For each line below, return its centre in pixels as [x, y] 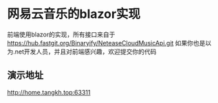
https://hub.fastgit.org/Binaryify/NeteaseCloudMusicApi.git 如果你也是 [106, 43]
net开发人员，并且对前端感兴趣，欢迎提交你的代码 [86, 51]
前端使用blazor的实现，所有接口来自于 [61, 34]
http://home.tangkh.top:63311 [49, 92]
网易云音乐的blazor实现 [74, 14]
